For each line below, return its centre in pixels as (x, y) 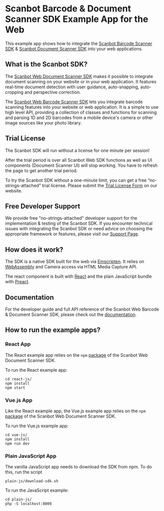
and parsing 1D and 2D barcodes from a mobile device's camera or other (79, 118)
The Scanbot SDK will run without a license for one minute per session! (77, 150)
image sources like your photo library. (43, 123)
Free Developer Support (43, 206)
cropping (14, 92)
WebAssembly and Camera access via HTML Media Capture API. (71, 267)
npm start (15, 387)
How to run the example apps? (53, 330)
